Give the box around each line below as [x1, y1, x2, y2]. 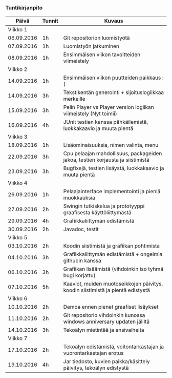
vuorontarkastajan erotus [63, 350, 124, 357]
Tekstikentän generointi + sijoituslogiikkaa [63, 89, 164, 96]
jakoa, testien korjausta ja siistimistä [63, 156, 150, 163]
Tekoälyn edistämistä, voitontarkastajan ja [63, 343, 164, 350]
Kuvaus [104, 17, 123, 25]
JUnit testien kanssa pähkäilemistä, [63, 119, 148, 126]
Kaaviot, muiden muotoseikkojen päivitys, [63, 280, 163, 288]
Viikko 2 [8, 66, 28, 73]
